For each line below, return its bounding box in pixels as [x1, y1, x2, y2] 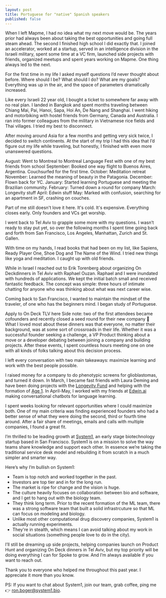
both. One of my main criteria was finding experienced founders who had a [5, 408, 159, 414]
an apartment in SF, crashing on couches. [5, 195, 91, 201]
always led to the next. [5, 62, 52, 67]
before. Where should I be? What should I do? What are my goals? [5, 76, 140, 82]
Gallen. [5, 235, 20, 241]
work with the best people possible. [5, 363, 78, 369]
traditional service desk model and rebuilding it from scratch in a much [5, 450, 150, 456]
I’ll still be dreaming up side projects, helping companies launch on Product [5, 541, 159, 547]
